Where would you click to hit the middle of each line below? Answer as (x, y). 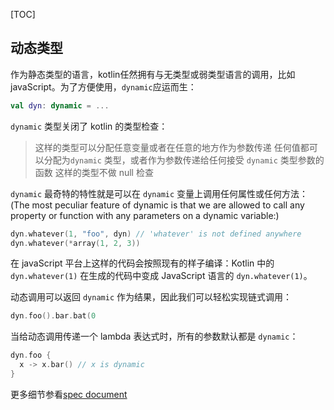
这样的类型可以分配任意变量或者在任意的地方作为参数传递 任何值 (167, 147)
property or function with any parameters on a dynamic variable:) (145, 215)
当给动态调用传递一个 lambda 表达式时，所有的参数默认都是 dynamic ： (154, 336)
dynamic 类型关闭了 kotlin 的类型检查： (89, 126)
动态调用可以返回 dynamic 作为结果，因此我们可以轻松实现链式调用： (151, 297)
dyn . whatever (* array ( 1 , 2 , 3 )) (75, 243)
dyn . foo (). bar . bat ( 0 (53, 316)
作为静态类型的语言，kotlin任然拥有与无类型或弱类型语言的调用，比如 (153, 74)
